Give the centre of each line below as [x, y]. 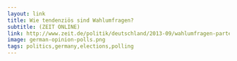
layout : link [26, 14]
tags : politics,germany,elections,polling [71, 46]
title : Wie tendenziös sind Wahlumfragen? [71, 20]
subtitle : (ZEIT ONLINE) [44, 27]
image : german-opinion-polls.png [56, 40]
